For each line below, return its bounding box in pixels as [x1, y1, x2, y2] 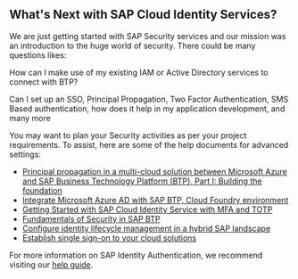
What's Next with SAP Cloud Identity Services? [9, 7, 277, 22]
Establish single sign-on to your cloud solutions [21, 232, 197, 243]
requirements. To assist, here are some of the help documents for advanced [9, 139, 289, 150]
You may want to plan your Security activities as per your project [9, 129, 247, 141]
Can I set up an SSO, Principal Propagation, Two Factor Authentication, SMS [9, 94, 289, 104]
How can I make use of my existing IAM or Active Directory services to [9, 67, 269, 78]
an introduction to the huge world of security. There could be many [9, 40, 256, 51]
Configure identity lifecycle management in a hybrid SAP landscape [21, 223, 271, 234]
